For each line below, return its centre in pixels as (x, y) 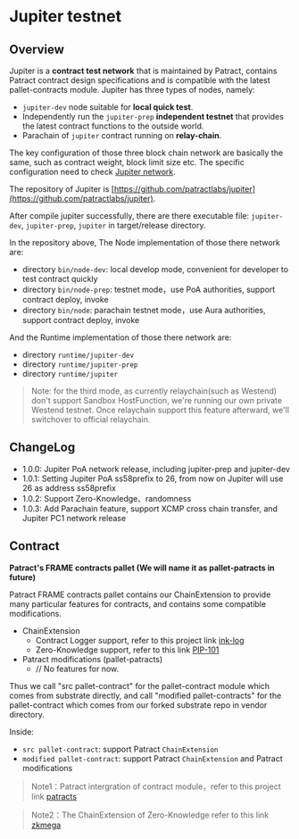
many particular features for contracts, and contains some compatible (137, 603)
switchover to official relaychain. (91, 419)
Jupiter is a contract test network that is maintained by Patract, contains (143, 71)
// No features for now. (77, 669)
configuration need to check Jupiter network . (92, 172)
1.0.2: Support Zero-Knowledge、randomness (107, 498)
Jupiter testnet (66, 17)
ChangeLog (42, 448)
